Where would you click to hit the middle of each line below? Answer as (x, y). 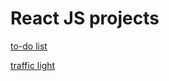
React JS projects (85, 18)
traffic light (33, 65)
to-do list (29, 46)
